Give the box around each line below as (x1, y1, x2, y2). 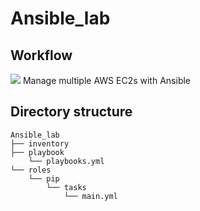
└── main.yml (63, 191, 118, 201)
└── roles (10, 165, 52, 175)
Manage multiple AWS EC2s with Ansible (22, 75, 192, 86)
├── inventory (10, 138, 70, 149)
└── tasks (46, 182, 87, 192)
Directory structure (10, 103, 133, 121)
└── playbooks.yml (28, 156, 105, 166)
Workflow (10, 47, 73, 64)
